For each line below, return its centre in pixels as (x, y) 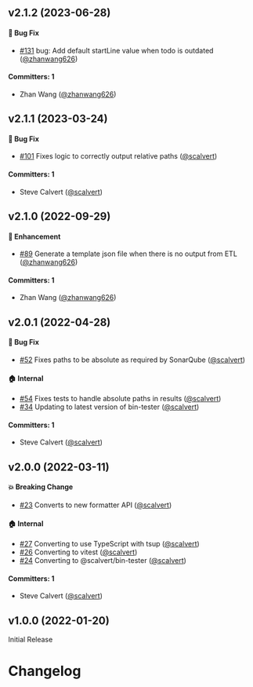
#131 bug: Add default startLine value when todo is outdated (116, 50)
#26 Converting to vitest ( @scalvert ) (78, 552)
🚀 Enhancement (34, 236)
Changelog (45, 671)
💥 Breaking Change (41, 487)
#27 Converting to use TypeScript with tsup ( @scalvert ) (109, 544)
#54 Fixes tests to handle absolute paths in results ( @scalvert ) (120, 399)
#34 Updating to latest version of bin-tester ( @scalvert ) (109, 407)
